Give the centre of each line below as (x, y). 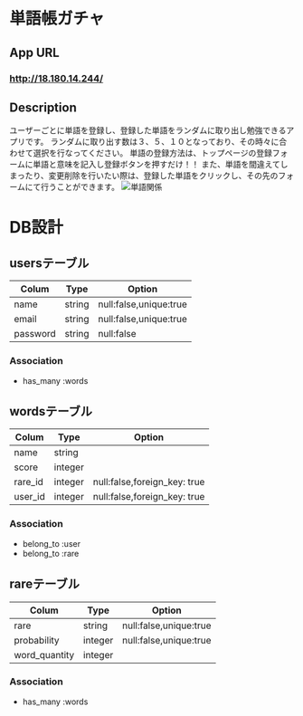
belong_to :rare (51, 553)
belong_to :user (52, 543)
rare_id (28, 482)
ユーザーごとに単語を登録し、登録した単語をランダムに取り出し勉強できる (148, 130)
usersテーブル (49, 263)
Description (43, 107)
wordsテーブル (51, 411)
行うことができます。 (80, 187)
